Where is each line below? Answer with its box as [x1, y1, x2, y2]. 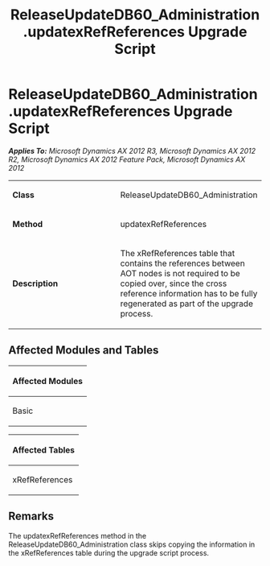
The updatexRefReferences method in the [8, 531, 147, 540]
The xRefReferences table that [120, 247, 235, 258]
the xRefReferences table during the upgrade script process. [8, 547, 210, 557]
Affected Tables [12, 444, 75, 456]
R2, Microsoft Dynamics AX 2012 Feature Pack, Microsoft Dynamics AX [8, 155, 246, 164]
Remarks [8, 510, 55, 523]
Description [12, 278, 59, 289]
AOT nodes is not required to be [120, 267, 241, 279]
